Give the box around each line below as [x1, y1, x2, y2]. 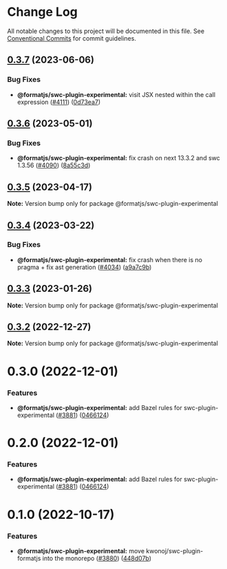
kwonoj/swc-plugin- [146, 546, 204, 555]
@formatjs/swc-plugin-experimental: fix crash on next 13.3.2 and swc [17, 154, 220, 162]
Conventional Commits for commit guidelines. [7, 34, 136, 42]
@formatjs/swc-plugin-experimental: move [17, 546, 145, 555]
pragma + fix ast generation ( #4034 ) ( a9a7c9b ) [17, 263, 152, 271]
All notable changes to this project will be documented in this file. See [7, 27, 205, 35]
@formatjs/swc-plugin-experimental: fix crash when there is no [17, 255, 203, 264]
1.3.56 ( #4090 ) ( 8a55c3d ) [17, 161, 91, 169]
